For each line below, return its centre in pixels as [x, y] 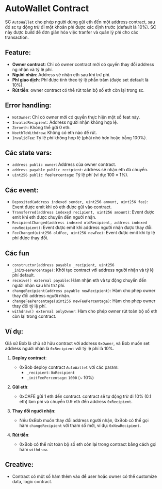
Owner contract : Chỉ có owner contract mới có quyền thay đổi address [83, 64]
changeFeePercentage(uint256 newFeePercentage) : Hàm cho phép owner [84, 301]
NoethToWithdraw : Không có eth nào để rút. [54, 132]
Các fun [17, 253]
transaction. [17, 37]
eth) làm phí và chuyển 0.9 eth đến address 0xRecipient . [76, 401]
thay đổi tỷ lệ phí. [29, 306]
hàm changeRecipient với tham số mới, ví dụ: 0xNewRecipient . [80, 425]
